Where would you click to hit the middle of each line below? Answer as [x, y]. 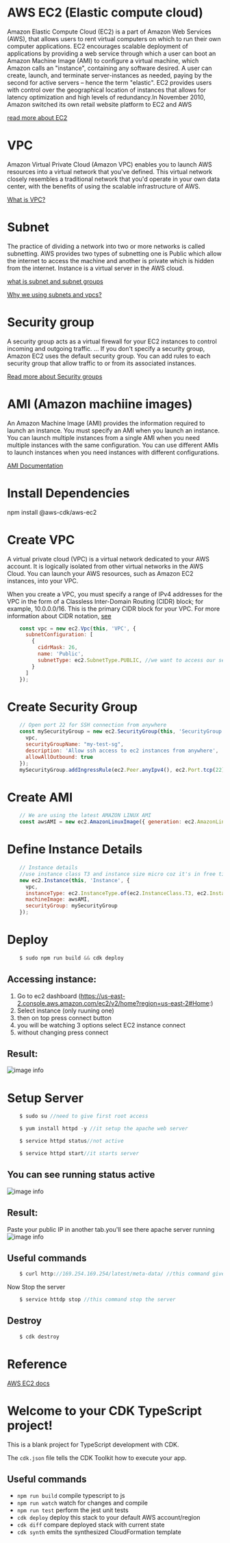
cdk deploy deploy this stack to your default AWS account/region [108, 1518]
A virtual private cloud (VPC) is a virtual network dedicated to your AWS [108, 559]
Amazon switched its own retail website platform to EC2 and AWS [100, 104]
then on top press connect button [64, 1018]
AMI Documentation [35, 465]
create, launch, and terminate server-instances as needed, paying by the [110, 75]
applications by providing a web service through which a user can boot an [112, 53]
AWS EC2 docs [28, 1383]
